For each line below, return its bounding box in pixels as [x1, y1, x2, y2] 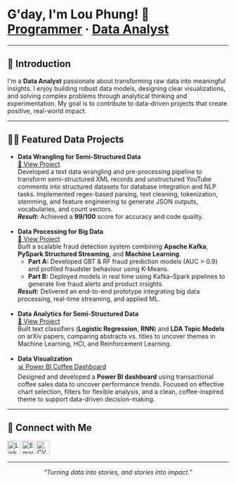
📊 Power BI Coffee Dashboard [17, 362, 107, 370]
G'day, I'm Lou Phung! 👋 [7, 6, 150, 23]
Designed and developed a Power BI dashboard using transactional [17, 372, 214, 381]
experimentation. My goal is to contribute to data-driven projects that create [7, 99, 228, 108]
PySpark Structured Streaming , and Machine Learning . [17, 249, 181, 258]
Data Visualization [17, 354, 72, 363]
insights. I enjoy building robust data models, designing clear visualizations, [7, 84, 226, 92]
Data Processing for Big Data [17, 227, 104, 235]
